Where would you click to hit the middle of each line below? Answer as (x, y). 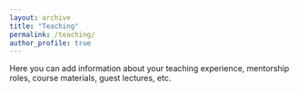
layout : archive (40, 18)
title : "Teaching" (44, 26)
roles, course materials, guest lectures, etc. (90, 78)
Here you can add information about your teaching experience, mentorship (149, 69)
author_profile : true (50, 43)
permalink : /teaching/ (52, 34)
